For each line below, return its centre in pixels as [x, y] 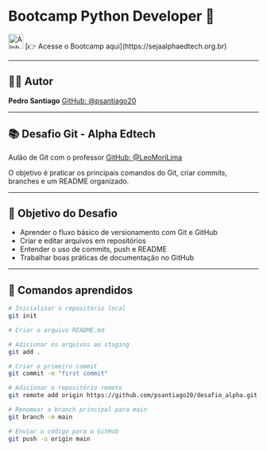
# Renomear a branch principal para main [78, 410]
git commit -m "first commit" [58, 374]
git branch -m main [41, 417]
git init [23, 316]
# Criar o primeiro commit [53, 366]
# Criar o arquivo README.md [56, 330]
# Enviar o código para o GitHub [64, 431]
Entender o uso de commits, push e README [93, 249]
